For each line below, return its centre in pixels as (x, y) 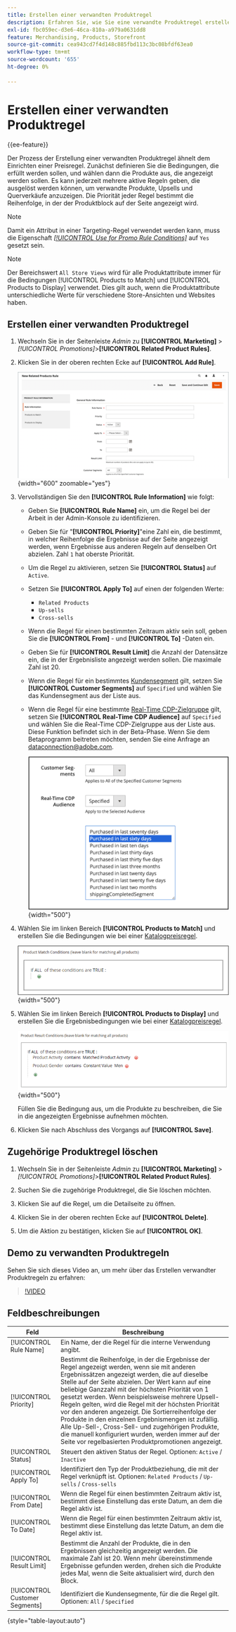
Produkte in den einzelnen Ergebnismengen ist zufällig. (140, 1419)
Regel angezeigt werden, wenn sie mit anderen (128, 1367)
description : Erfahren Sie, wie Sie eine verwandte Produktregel (105, 22)
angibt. (71, 1350)
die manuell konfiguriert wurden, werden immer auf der (140, 1434)
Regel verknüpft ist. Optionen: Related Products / (131, 1476)
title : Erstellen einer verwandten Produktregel (80, 15)
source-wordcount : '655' (44, 60)
